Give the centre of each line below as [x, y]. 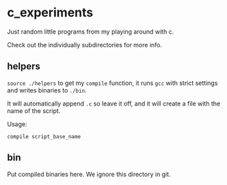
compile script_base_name [44, 136]
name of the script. [34, 110]
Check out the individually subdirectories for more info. [85, 45]
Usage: [17, 124]
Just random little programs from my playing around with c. [91, 32]
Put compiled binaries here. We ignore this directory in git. [89, 174]
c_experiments [50, 13]
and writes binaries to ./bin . [47, 90]
